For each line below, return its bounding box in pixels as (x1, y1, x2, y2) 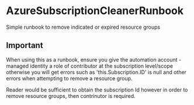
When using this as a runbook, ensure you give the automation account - (6, 56, 182, 63)
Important (6, 40, 43, 50)
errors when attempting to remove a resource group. (6, 74, 133, 82)
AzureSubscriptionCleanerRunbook (6, 4, 184, 18)
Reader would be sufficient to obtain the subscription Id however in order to (6, 86, 188, 93)
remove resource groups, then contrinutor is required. (6, 92, 136, 99)
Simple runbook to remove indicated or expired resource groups (6, 23, 161, 31)
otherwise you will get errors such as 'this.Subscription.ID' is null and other (6, 69, 187, 76)
